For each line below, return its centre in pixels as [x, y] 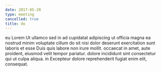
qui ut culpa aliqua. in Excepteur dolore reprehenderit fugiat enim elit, [76, 59]
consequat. [17, 64]
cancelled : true [22, 19]
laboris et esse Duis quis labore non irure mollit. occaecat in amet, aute [78, 48]
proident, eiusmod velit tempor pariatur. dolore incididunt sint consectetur [80, 54]
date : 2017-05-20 [23, 10]
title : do [15, 24]
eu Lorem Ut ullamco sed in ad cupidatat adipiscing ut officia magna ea [78, 38]
